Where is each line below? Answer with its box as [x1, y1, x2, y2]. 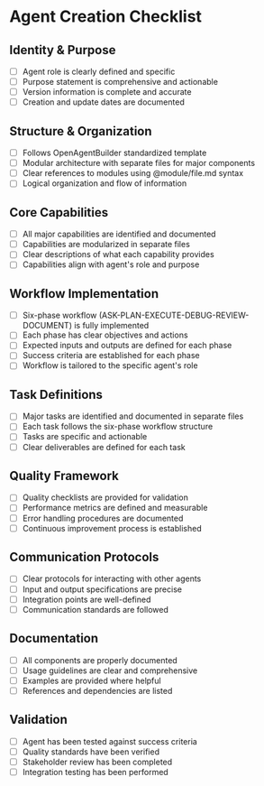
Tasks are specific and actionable [22, 431, 148, 442]
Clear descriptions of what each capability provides [22, 249, 214, 260]
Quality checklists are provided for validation [22, 492, 189, 503]
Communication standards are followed [22, 604, 169, 615]
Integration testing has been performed [22, 766, 168, 777]
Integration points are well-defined [22, 594, 151, 605]
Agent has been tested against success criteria [22, 735, 198, 746]
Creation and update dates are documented [22, 97, 185, 107]
